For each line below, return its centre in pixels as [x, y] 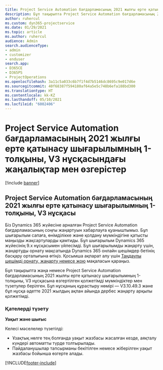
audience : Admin [21, 41]
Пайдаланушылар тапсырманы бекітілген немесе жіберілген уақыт [82, 348]
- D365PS [14, 73]
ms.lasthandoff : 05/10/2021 [33, 100]
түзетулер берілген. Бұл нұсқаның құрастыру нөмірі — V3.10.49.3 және [79, 286]
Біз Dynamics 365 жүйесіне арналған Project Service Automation [71, 225]
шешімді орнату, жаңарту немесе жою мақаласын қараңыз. [68, 261]
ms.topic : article [24, 32]
